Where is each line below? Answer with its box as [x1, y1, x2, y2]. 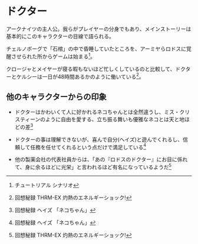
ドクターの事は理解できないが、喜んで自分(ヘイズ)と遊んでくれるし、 [14, 136, 183, 143]
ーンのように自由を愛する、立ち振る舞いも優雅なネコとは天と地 [29, 116, 184, 123]
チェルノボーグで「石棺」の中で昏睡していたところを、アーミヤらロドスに [6, 45, 187, 52]
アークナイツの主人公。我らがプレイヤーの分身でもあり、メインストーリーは [6, 25, 192, 32]
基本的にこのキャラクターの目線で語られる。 [6, 32, 115, 39]
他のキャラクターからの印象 [6, 92, 107, 102]
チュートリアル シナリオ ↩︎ [14, 182, 80, 189]
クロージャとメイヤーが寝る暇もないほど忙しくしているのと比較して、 [6, 65, 176, 72]
